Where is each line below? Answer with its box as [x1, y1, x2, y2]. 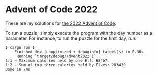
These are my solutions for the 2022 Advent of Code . [5, 20, 116, 26]
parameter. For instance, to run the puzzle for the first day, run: [5, 35, 137, 41]
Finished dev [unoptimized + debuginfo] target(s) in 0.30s [14, 49, 144, 54]
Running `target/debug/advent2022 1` [16, 54, 96, 59]
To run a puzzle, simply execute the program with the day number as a [5, 30, 153, 36]
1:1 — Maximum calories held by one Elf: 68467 [5, 58, 108, 63]
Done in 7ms [5, 67, 30, 72]
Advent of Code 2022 [5, 4, 98, 15]
